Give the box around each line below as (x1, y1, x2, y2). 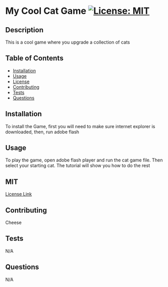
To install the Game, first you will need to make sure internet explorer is (5, 123, 155, 129)
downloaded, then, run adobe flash (5, 129, 79, 135)
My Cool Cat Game (5, 5, 87, 17)
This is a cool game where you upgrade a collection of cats (5, 39, 131, 45)
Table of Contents (5, 54, 64, 63)
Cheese (5, 219, 22, 225)
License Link (5, 191, 32, 197)
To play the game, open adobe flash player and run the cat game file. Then (5, 157, 163, 163)
